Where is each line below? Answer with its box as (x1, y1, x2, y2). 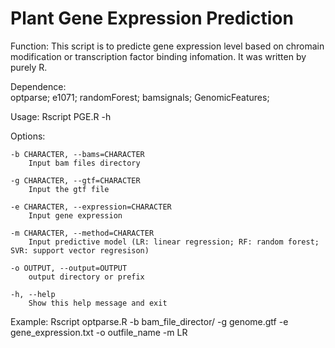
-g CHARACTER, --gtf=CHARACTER (10, 175, 141, 186)
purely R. (10, 61, 48, 73)
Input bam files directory (28, 158, 141, 168)
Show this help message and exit (28, 298, 168, 308)
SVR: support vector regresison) (10, 245, 150, 256)
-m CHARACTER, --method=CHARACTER (10, 228, 155, 238)
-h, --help (10, 289, 56, 299)
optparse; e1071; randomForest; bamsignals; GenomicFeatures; (10, 91, 270, 103)
